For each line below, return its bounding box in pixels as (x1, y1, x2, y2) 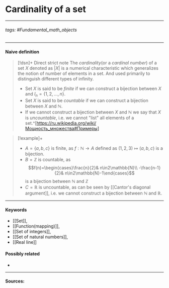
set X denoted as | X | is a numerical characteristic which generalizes (17, 65, 158, 71)
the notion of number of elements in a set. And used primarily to (17, 70, 150, 76)
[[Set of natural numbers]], (12, 234, 68, 240)
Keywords (5, 207, 27, 213)
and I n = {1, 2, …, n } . (25, 91, 66, 99)
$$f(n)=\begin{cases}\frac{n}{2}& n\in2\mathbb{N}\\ (28, 165, 138, 171)
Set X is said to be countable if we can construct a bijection (25, 98, 148, 104)
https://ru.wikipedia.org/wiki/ (36, 120, 97, 126)
